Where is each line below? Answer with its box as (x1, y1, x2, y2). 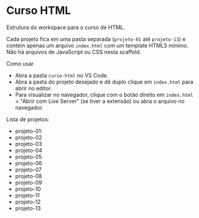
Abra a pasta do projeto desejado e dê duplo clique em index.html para (15, 78, 194, 85)
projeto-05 (15, 153, 42, 160)
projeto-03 (15, 140, 42, 147)
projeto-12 (15, 198, 41, 205)
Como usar (6, 60, 34, 67)
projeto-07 (15, 166, 42, 173)
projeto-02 (15, 134, 42, 141)
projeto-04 (15, 147, 42, 154)
